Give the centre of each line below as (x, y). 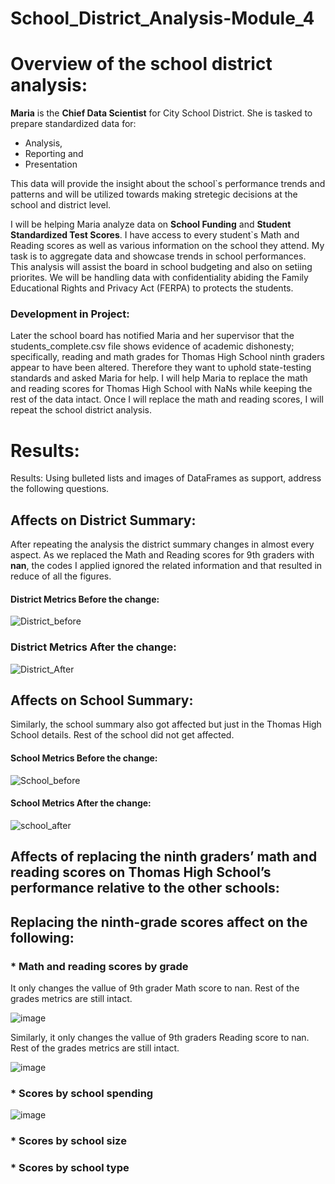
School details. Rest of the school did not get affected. (122, 735)
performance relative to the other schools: (145, 888)
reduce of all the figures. (61, 576)
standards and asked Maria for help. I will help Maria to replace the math (159, 378)
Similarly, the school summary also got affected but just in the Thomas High (166, 724)
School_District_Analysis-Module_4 (162, 18)
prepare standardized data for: (73, 124)
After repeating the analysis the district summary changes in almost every (162, 544)
